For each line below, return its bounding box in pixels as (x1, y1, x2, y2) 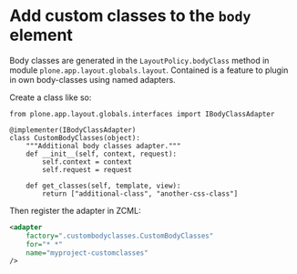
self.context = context (42, 157, 132, 167)
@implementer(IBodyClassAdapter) (9, 125, 137, 135)
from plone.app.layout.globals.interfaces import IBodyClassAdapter (9, 109, 275, 118)
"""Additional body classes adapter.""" (26, 141, 181, 150)
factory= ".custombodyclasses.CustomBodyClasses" (26, 231, 214, 240)
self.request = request (42, 165, 132, 174)
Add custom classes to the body (9, 5, 251, 26)
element (9, 25, 73, 46)
